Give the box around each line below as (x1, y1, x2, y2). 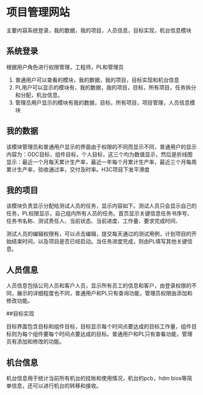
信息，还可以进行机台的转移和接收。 (11, 382, 101, 389)
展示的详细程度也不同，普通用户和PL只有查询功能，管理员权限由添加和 (16, 290, 193, 297)
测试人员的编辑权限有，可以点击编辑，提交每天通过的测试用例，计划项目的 (6, 230, 192, 238)
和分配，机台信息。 (14, 91, 63, 99)
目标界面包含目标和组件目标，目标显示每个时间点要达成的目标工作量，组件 (6, 323, 192, 330)
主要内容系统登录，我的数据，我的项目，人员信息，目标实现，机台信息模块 (6, 27, 192, 34)
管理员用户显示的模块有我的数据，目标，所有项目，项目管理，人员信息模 (14, 99, 195, 106)
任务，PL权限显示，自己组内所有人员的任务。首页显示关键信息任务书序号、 (6, 210, 193, 217)
